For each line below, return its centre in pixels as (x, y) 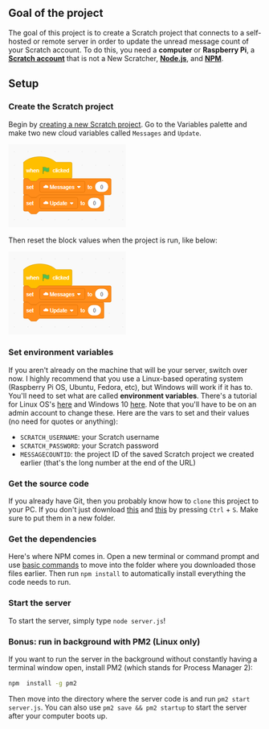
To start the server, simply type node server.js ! (87, 620)
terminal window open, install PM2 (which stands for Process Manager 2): (130, 667)
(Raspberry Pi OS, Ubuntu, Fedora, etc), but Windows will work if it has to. (130, 387)
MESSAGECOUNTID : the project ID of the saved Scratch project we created (137, 454)
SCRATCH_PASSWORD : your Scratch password (89, 445)
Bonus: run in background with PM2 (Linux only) (104, 641)
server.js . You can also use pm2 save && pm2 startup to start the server (128, 707)
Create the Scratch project (61, 106)
